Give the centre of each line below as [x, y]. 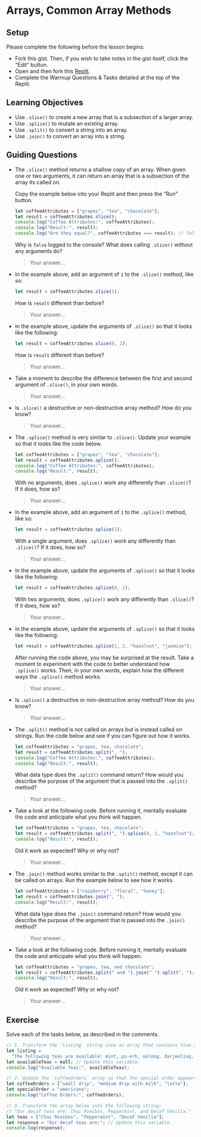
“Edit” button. [31, 65]
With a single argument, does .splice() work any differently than [95, 541]
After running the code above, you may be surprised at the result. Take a [104, 657]
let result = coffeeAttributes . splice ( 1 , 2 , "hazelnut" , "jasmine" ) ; [103, 646]
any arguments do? [39, 251]
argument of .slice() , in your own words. [66, 384]
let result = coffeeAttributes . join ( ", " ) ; [70, 896]
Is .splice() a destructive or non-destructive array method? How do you [104, 700]
